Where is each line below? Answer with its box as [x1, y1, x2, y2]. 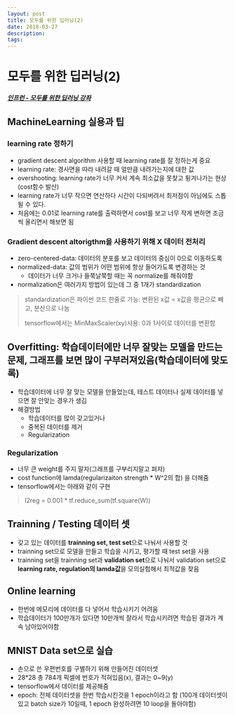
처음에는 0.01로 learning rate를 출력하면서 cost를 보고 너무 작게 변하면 [17, 208, 212, 217]
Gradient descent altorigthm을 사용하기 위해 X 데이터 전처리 [7, 236, 206, 246]
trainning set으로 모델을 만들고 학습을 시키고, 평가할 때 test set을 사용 [17, 547, 210, 555]
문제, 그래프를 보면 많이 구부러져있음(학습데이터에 [7, 355, 209, 367]
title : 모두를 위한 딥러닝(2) [7, 17, 84, 24]
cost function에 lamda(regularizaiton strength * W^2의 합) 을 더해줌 [17, 474, 209, 482]
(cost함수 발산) [17, 182, 60, 191]
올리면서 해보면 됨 [25, 217, 74, 226]
